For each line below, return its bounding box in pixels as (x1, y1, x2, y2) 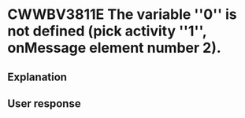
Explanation (7, 70, 68, 83)
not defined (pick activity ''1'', (7, 22, 207, 40)
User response (7, 97, 81, 110)
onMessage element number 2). (7, 39, 221, 57)
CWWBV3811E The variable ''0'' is (7, 6, 237, 24)
